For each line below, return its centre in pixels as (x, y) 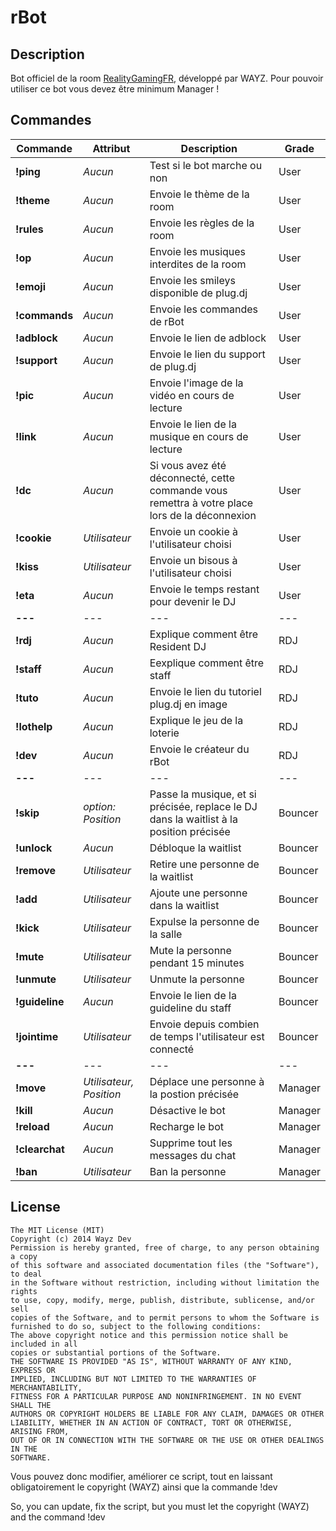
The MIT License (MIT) (57, 1230)
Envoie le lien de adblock (208, 338)
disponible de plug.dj (198, 293)
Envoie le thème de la (199, 194)
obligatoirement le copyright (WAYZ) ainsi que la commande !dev (144, 1487)
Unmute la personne (197, 979)
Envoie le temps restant (204, 589)
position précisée (190, 831)
